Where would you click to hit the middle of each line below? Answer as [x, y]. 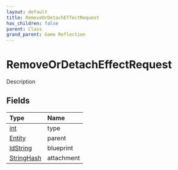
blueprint [60, 148]
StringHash [25, 158]
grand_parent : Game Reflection [46, 35]
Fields [18, 101]
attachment [64, 158]
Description [21, 82]
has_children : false [33, 23]
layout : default [27, 12]
